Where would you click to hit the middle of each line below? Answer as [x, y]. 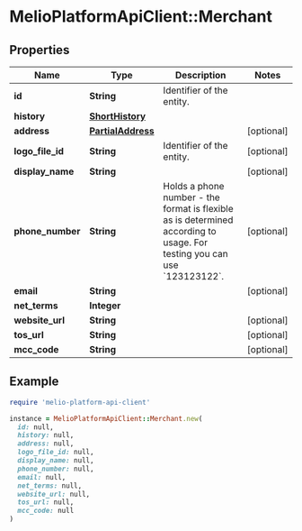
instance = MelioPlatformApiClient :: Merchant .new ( [106, 418]
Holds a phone [194, 186]
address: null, [46, 444]
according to [190, 231]
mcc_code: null [46, 511]
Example [34, 382]
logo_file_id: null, [56, 453]
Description [200, 75]
